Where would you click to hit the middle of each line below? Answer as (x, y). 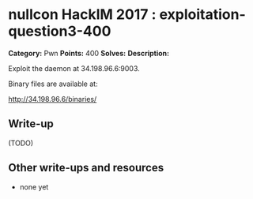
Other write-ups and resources (86, 168)
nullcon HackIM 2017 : (82, 15)
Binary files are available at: (53, 84)
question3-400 (60, 31)
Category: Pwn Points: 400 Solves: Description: (89, 53)
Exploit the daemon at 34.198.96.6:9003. (74, 68)
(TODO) (21, 143)
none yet (34, 186)
